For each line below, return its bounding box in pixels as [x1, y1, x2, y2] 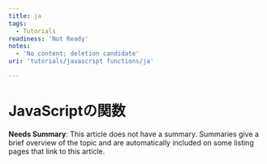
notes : [8, 42, 31, 50]
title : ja [8, 11, 42, 20]
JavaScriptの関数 [8, 102, 126, 120]
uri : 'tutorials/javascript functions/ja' [8, 58, 154, 66]
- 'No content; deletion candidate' [15, 50, 140, 58]
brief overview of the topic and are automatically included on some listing [8, 137, 254, 147]
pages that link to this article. [8, 146, 106, 156]
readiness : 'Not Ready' [8, 34, 89, 43]
